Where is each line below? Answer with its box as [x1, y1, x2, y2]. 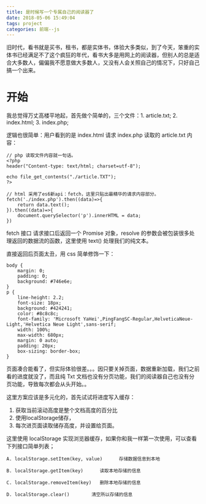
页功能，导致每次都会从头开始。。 [6, 381, 90, 388]
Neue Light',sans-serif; [53, 321, 116, 328]
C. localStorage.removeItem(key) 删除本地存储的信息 [6, 479, 141, 486]
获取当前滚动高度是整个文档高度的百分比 [15, 407, 118, 414]
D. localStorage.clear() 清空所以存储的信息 [6, 492, 133, 498]
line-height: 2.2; [17, 295, 64, 301]
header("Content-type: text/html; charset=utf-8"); [6, 163, 141, 169]
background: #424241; [17, 305, 72, 311]
